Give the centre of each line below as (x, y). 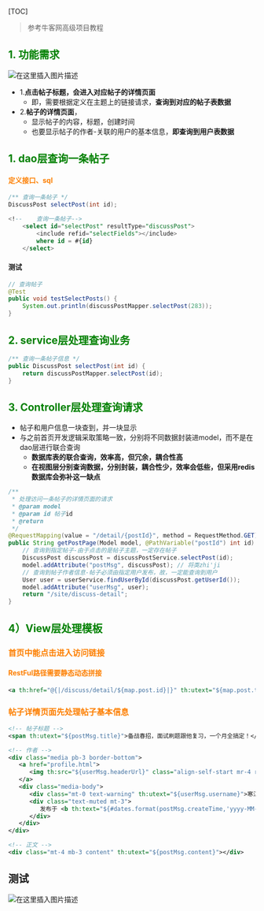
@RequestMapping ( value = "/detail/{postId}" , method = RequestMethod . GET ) (133, 536)
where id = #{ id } (64, 241)
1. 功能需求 (34, 55)
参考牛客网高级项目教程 (65, 28)
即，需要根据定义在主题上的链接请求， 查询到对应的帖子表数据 (131, 102)
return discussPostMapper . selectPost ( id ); (93, 374)
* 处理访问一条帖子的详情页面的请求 (62, 500)
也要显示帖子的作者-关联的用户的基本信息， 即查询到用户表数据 (133, 131)
